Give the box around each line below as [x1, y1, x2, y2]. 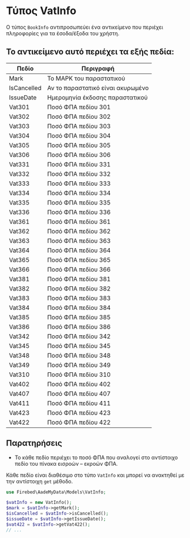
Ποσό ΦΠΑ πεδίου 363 [47, 236, 111, 245]
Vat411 [9, 399, 30, 407]
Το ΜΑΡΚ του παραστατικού [47, 74, 125, 82]
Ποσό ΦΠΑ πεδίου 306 [47, 151, 111, 159]
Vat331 [9, 160, 30, 168]
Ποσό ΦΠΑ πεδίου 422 [47, 418, 111, 426]
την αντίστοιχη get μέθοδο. [6, 477, 73, 484]
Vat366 [9, 265, 30, 273]
